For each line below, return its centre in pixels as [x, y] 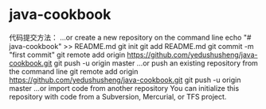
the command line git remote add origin [74, 71]
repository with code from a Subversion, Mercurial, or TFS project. [118, 96]
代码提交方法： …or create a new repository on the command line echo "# [130, 37]
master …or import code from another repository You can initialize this [124, 88]
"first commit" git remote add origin [67, 54]
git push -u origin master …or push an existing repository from [156, 63]
